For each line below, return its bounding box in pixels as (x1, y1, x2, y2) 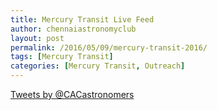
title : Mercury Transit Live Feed (10, 14, 155, 25)
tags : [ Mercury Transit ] (10, 52, 114, 62)
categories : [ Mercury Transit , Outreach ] (10, 61, 186, 71)
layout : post (10, 33, 65, 43)
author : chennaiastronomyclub (10, 24, 137, 34)
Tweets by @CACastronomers (10, 89, 135, 100)
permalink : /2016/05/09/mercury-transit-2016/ (10, 42, 208, 53)
